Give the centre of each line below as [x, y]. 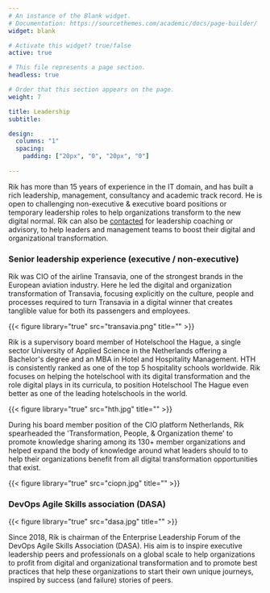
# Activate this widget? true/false [70, 45]
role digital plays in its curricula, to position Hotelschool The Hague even [129, 385]
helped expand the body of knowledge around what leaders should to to [128, 451]
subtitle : [25, 119]
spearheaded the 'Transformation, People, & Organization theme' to [121, 433]
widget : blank [32, 31]
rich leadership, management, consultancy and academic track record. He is [135, 195]
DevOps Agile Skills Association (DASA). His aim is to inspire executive [126, 546]
